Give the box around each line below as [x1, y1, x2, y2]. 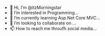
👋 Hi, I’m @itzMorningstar [9, 5, 62, 10]
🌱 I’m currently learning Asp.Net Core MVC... [9, 15, 101, 20]
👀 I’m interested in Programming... [9, 10, 79, 16]
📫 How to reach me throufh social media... [9, 26, 97, 31]
